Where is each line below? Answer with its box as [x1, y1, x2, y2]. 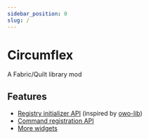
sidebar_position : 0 [7, 10, 68, 18]
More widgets [17, 124, 58, 133]
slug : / [7, 17, 30, 24]
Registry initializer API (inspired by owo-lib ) [17, 110, 143, 118]
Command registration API [17, 117, 94, 125]
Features [7, 91, 47, 102]
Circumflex [7, 47, 74, 63]
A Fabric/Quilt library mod [7, 70, 82, 79]
